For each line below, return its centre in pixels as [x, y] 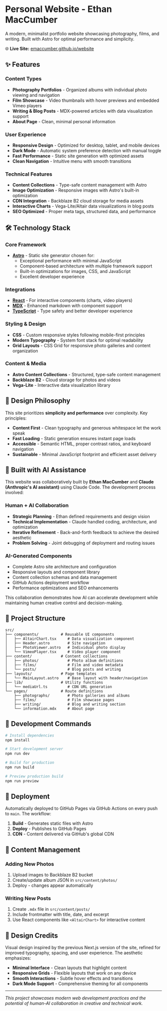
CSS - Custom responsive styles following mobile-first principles [79, 335]
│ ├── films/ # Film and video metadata [64, 665]
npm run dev [17, 754]
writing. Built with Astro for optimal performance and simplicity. [70, 39]
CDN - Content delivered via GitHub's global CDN [63, 834]
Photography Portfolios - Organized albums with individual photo [80, 90]
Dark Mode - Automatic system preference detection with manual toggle [87, 150]
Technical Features [29, 174]
